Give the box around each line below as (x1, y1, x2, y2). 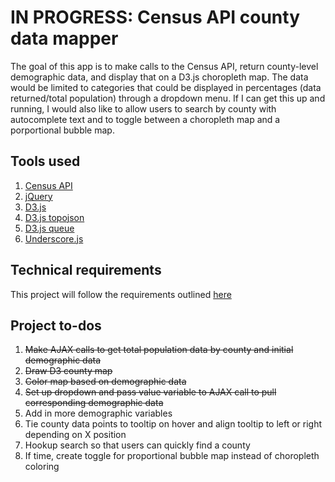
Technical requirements (10, 262, 162, 279)
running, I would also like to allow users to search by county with (10, 102, 277, 115)
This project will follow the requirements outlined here (10, 288, 232, 300)
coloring (24, 461, 60, 473)
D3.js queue (24, 222, 75, 234)
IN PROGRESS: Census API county (10, 6, 301, 29)
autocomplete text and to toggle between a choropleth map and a (10, 113, 281, 125)
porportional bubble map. (10, 124, 115, 136)
